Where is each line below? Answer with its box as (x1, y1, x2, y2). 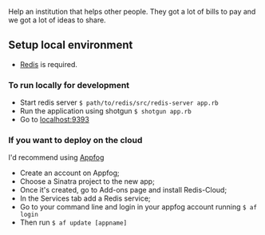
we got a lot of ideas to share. (8, 15, 106, 25)
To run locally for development (8, 79, 130, 90)
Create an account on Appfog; (19, 168, 120, 178)
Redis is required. (19, 59, 78, 69)
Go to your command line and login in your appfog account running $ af (19, 202, 258, 212)
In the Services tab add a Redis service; (19, 193, 151, 203)
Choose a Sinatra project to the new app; (19, 177, 156, 186)
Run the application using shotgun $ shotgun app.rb (19, 106, 192, 116)
